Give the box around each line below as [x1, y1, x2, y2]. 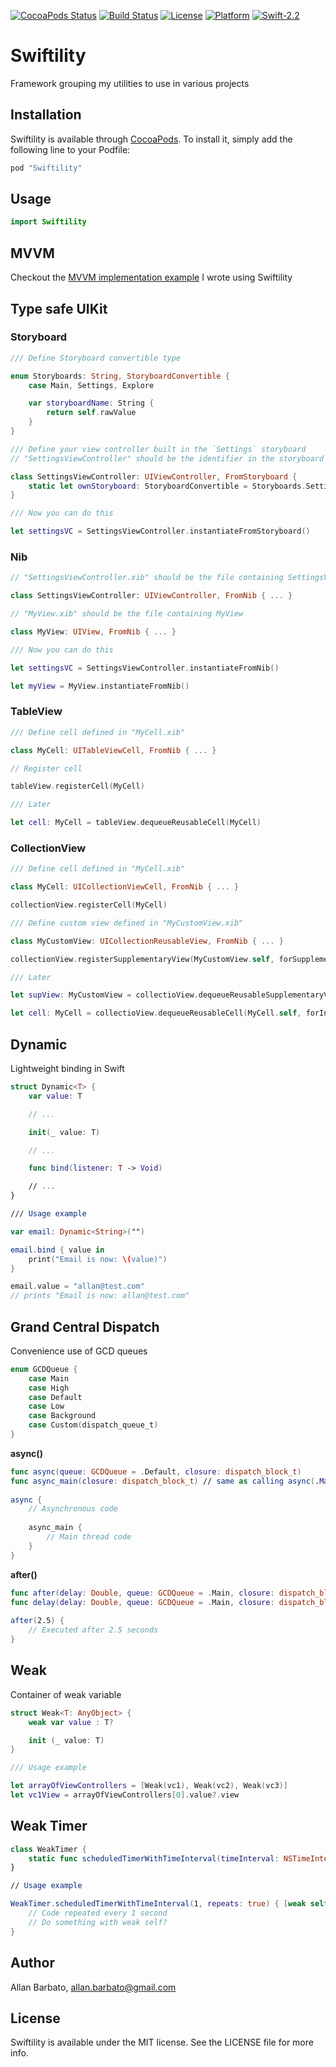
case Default [28, 1392, 83, 1402]
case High [28, 1383, 70, 1393]
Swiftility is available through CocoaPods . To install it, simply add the [10, 133, 293, 145]
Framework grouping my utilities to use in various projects [10, 77, 250, 89]
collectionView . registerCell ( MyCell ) [10, 900, 168, 910]
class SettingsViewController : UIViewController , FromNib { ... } [10, 591, 293, 601]
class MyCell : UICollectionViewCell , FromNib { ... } [10, 882, 240, 892]
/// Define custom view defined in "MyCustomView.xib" [10, 918, 244, 928]
